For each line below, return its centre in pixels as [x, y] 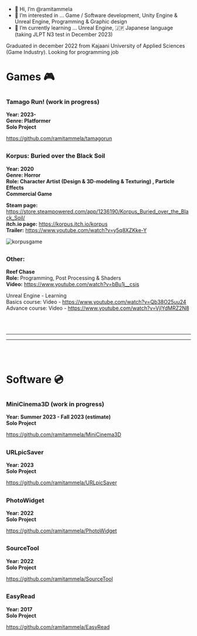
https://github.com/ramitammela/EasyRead [58, 627]
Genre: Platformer [28, 120]
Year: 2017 [19, 609]
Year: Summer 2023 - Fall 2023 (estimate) [59, 417]
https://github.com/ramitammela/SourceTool [60, 578]
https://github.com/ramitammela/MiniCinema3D [64, 434]
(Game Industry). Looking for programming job [62, 52]
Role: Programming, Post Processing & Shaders [64, 278]
